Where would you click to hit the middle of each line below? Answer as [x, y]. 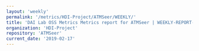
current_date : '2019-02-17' [41, 39]
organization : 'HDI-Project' [42, 28]
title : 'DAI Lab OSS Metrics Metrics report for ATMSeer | [81, 22]
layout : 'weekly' [28, 11]
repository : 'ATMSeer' [34, 33]
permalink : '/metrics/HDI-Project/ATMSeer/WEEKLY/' [71, 17]
